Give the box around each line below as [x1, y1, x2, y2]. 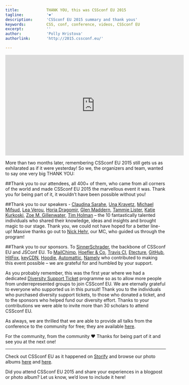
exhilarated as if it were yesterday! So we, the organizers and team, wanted [5, 165, 164, 171]
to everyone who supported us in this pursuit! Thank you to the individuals [5, 286, 161, 292]
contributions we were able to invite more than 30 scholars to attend [5, 302, 149, 308]
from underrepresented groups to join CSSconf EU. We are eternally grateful [5, 281, 166, 287]
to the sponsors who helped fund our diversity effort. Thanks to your [5, 297, 149, 303]
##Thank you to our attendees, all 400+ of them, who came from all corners [5, 180, 166, 187]
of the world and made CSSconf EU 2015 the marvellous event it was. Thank [5, 186, 166, 192]
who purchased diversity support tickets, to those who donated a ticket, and [5, 291, 166, 298]
